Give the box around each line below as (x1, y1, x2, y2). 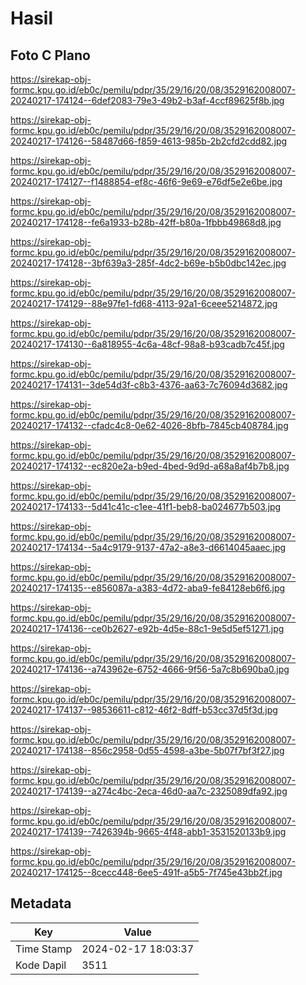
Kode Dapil (15, 958, 67, 972)
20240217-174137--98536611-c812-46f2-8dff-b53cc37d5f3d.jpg (10, 704, 278, 716)
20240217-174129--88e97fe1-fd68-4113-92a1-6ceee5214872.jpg (10, 298, 278, 309)
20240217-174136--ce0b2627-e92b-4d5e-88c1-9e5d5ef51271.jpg (10, 623, 285, 634)
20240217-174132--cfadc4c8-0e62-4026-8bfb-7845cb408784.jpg (10, 420, 289, 431)
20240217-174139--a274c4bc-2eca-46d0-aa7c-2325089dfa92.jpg (10, 785, 288, 797)
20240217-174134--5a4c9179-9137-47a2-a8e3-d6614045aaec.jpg (10, 542, 287, 553)
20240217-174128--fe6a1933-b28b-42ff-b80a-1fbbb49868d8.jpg (10, 217, 282, 228)
